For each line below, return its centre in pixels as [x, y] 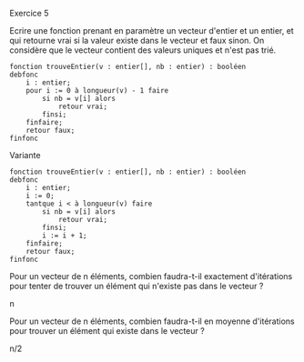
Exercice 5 [29, 13]
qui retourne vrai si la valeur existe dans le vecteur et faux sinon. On [137, 40]
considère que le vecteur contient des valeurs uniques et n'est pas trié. [143, 50]
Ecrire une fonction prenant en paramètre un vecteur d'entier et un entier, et [152, 30]
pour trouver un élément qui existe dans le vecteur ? [107, 331]
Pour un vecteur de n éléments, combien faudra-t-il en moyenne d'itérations [152, 321]
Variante [25, 155]
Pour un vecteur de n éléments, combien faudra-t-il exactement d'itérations [151, 276]
